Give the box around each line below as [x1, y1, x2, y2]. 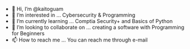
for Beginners [11, 30, 45, 37]
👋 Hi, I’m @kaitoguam [11, 6, 64, 12]
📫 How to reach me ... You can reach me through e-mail [11, 36, 148, 43]
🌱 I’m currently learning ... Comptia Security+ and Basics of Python [11, 18, 173, 24]
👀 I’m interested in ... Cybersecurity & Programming [11, 12, 136, 18]
